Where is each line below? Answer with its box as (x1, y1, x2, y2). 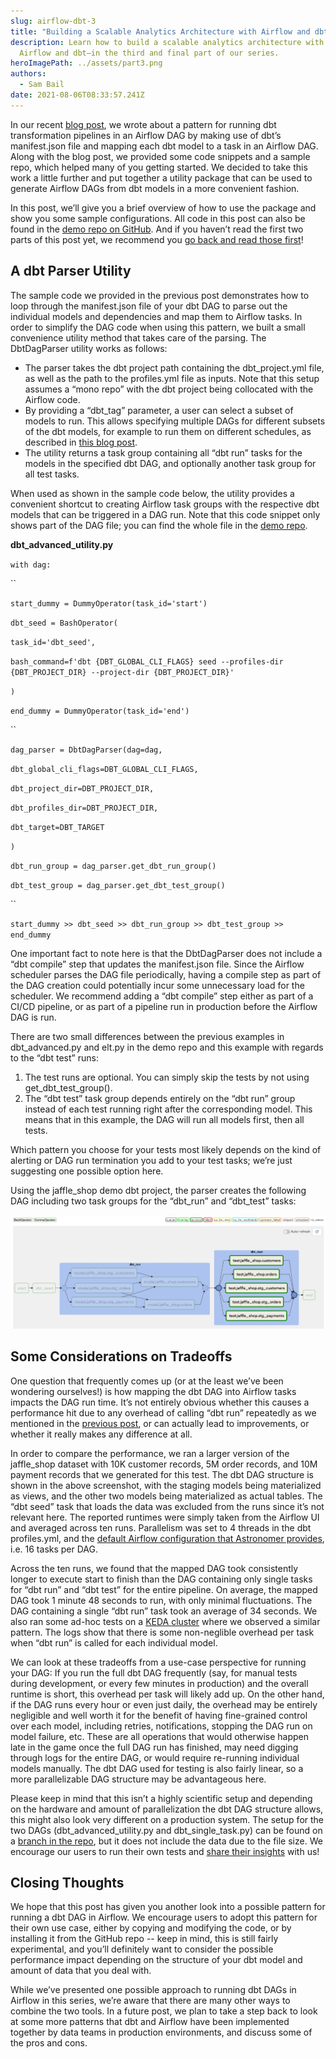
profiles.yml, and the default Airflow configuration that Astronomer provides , (10, 1532, 325, 1544)
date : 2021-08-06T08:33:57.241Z (10, 90, 145, 100)
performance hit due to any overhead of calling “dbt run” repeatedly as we (10, 1406, 317, 1419)
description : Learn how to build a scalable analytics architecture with (10, 37, 325, 47)
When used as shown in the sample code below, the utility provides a (10, 487, 295, 499)
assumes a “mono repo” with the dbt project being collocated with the (24, 383, 314, 395)
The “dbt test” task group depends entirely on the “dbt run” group (24, 1092, 296, 1104)
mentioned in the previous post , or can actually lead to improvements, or (10, 1417, 310, 1429)
